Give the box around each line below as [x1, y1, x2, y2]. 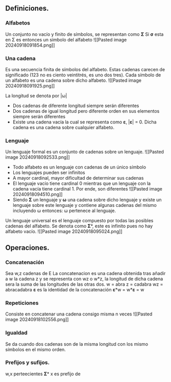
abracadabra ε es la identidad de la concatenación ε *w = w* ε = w [5, 286, 144, 292]
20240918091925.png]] [5, 82, 55, 89]
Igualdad [5, 329, 28, 336]
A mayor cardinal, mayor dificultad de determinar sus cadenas [12, 175, 144, 181]
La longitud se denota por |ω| [5, 92, 67, 99]
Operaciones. [5, 243, 50, 252]
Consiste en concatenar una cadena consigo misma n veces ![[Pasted [5, 311, 153, 317]
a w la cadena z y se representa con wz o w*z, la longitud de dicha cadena [5, 275, 163, 282]
